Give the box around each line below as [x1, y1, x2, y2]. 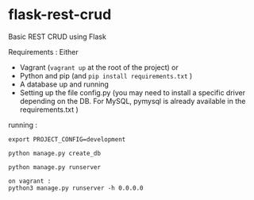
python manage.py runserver [8, 163, 102, 171]
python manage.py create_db [8, 149, 102, 157]
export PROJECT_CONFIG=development [8, 135, 126, 144]
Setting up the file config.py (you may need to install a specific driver [19, 87, 246, 97]
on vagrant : [8, 177, 52, 185]
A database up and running [19, 79, 110, 89]
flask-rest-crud [8, 6, 112, 24]
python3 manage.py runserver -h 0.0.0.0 [8, 184, 144, 192]
